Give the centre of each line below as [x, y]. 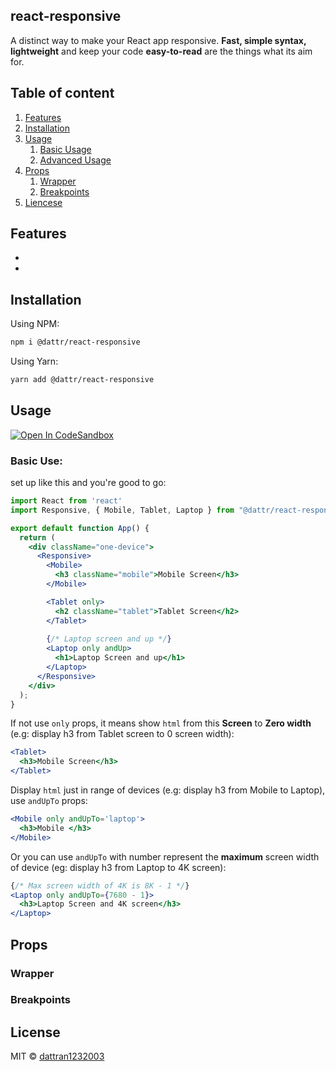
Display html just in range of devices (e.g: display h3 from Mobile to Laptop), [168, 790]
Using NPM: [35, 324]
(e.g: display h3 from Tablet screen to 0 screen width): [122, 734]
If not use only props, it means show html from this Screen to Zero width [161, 723]
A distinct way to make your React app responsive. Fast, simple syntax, [158, 40]
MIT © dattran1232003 [57, 1056]
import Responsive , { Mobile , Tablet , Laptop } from [122, 510]
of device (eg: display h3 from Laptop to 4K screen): [118, 867]
